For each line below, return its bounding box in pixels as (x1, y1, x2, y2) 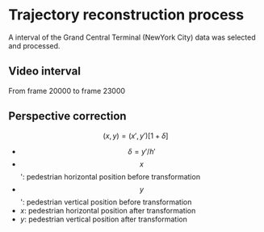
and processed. (8, 40, 61, 50)
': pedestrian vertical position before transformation (19, 196, 192, 207)
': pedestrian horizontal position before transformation (19, 171, 200, 181)
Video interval (8, 65, 81, 78)
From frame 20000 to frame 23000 (8, 86, 126, 95)
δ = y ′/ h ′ (128, 146, 156, 156)
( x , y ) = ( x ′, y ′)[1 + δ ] (103, 131, 169, 141)
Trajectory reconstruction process (8, 6, 245, 24)
